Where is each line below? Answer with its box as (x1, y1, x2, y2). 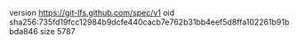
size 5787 (39, 26, 76, 36)
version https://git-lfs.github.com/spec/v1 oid (9, 8, 175, 18)
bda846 (9, 26, 38, 36)
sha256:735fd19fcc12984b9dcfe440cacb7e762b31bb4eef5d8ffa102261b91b (9, 17, 290, 27)
